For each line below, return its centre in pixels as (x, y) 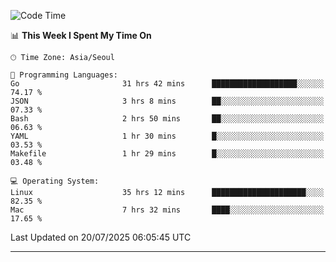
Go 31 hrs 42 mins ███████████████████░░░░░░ (167, 84)
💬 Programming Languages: (64, 75)
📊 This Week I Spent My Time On (81, 35)
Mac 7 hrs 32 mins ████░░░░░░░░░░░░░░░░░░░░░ (167, 210)
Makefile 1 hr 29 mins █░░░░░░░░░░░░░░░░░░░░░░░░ (167, 154)
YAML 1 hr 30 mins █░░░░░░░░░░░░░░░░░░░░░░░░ (167, 136)
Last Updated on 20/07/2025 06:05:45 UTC (101, 237)
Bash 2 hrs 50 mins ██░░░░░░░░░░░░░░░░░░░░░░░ (167, 119)
